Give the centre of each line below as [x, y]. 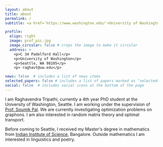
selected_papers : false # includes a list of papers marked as [70, 81]
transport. [15, 119]
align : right [23, 36]
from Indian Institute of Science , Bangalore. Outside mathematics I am [75, 134]
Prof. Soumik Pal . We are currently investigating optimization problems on [79, 109]
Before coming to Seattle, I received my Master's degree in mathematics [77, 129]
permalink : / [18, 18]
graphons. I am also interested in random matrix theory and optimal [72, 115]
